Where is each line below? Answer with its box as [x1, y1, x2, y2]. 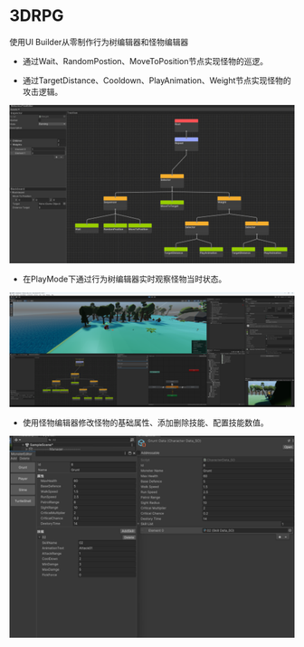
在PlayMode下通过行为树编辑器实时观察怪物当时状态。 [22, 273, 227, 284]
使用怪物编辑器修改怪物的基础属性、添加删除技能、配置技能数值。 [22, 417, 269, 428]
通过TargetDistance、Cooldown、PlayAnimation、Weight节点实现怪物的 [22, 74, 291, 86]
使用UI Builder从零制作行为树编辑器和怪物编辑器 [9, 36, 189, 47]
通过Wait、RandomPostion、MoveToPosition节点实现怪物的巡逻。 [22, 55, 269, 66]
